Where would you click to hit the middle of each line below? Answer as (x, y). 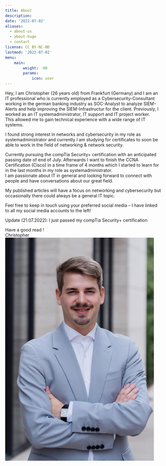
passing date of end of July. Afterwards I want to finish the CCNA (72, 160)
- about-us (21, 31)
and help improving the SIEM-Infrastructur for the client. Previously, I (88, 109)
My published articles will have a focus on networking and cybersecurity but (83, 190)
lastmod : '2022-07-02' (28, 52)
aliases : (14, 26)
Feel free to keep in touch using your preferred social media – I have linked (81, 205)
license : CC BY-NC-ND (28, 47)
